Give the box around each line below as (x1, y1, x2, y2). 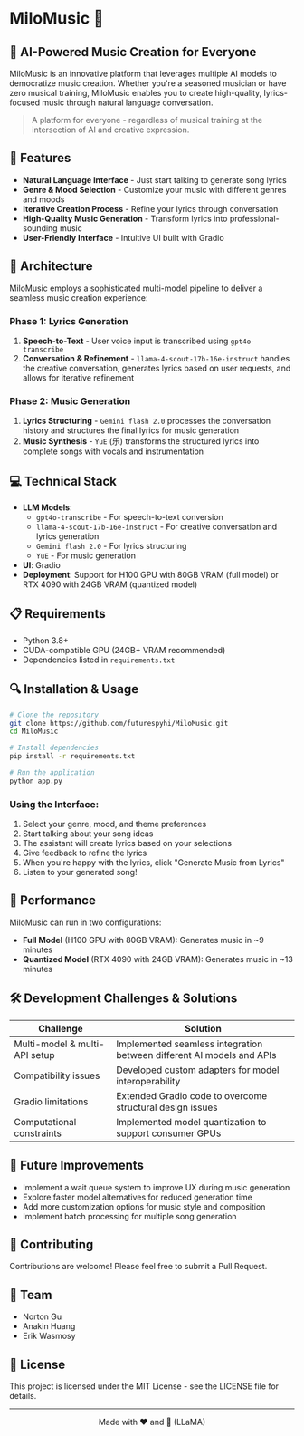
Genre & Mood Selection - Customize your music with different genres (22, 184, 287, 195)
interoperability (116, 1075, 181, 1087)
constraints (14, 1127, 62, 1140)
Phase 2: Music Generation (9, 394, 131, 407)
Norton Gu (22, 1311, 62, 1322)
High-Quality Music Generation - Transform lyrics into (22, 213, 228, 224)
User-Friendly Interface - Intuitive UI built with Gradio (22, 232, 224, 243)
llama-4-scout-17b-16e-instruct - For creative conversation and (35, 521, 278, 533)
